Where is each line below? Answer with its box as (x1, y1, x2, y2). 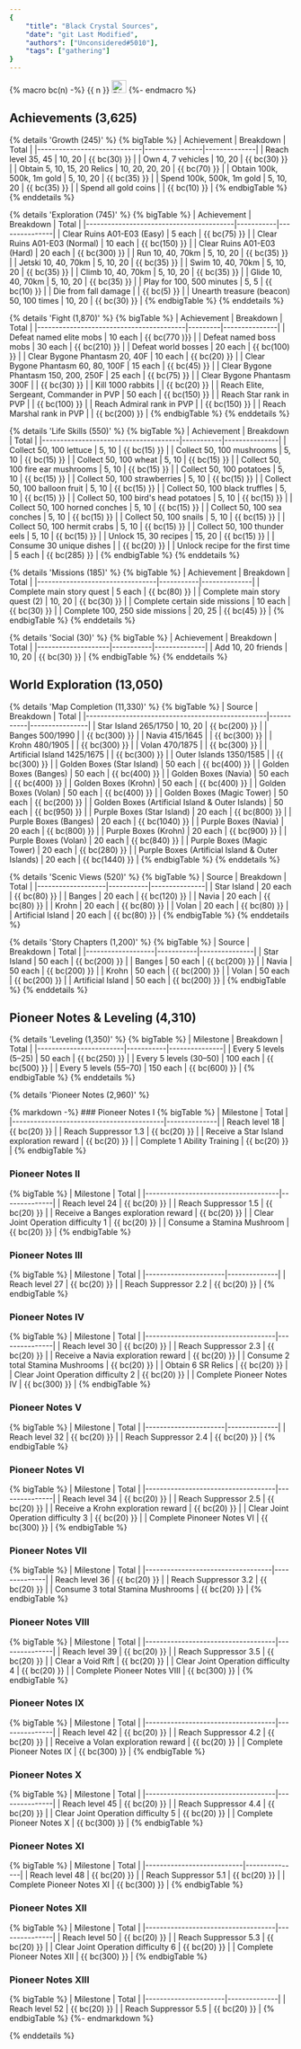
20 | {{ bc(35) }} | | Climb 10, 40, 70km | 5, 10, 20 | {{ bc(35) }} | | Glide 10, (9, 266, 283, 277)
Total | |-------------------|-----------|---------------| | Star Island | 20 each (9, 881, 292, 891)
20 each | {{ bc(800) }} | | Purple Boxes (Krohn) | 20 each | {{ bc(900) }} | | (9, 825, 288, 836)
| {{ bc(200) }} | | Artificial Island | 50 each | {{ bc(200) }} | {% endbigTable (9, 974, 287, 985)
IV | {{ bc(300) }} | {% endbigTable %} (9, 1379, 151, 1389)
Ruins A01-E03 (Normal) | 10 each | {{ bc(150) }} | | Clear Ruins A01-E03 (9, 237, 276, 248)
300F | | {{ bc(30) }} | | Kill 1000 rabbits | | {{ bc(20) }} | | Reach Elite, (9, 379, 265, 390)
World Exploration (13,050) (9, 678, 164, 693)
